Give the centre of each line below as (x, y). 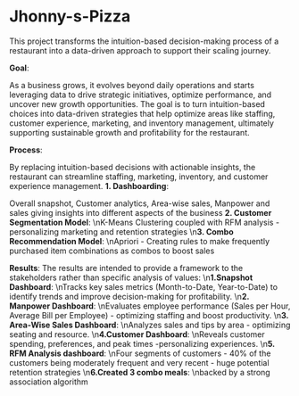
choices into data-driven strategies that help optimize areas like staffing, (142, 113)
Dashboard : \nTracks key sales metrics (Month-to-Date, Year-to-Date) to (144, 286)
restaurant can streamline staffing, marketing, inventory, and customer (139, 177)
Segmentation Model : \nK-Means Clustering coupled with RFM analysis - (144, 222)
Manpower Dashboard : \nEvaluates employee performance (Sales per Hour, (150, 306)
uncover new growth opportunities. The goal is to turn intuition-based (137, 103)
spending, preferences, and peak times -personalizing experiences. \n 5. (142, 343)
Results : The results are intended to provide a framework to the (126, 268)
